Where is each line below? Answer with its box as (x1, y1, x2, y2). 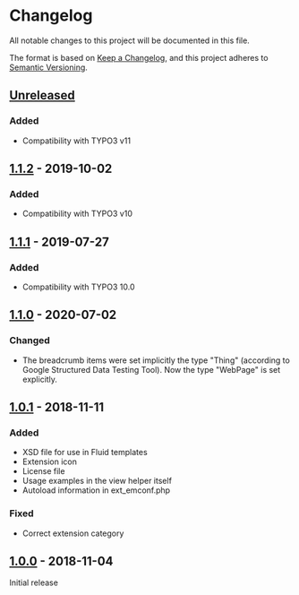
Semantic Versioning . (9, 62, 88, 73)
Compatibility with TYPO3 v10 (21, 208, 132, 220)
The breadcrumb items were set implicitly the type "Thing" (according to (21, 355, 291, 366)
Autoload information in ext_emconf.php (21, 485, 171, 496)
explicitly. (21, 374, 58, 384)
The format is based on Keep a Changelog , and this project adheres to (9, 52, 269, 63)
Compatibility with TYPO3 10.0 (21, 281, 135, 292)
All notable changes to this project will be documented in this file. (9, 35, 251, 46)
